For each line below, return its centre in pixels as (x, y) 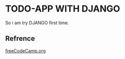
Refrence (20, 39)
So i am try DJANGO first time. (37, 23)
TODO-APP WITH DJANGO (63, 9)
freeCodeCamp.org (25, 50)
